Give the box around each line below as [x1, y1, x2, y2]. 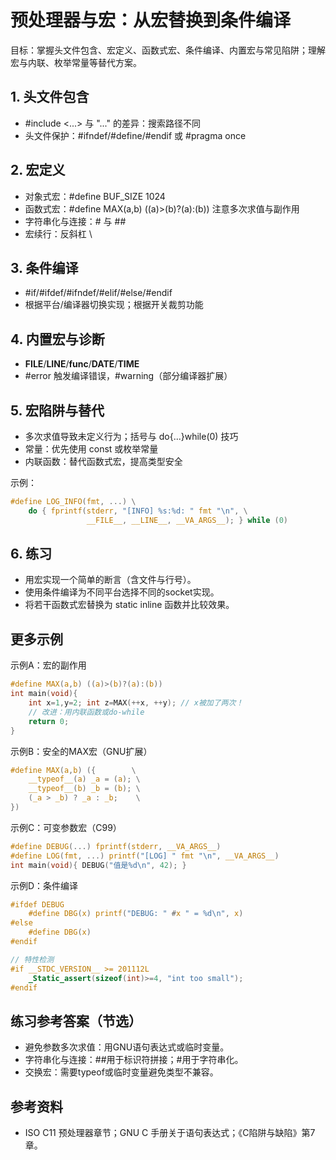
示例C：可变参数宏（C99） [10, 821, 122, 833]
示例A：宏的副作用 [10, 659, 87, 671]
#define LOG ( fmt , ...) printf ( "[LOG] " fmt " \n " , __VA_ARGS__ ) [10, 851, 280, 861]
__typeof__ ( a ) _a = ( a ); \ [28, 774, 141, 785]
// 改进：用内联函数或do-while [28, 707, 145, 717]
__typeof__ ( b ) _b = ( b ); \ [28, 784, 141, 794]
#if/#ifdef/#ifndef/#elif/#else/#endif [24, 287, 173, 299]
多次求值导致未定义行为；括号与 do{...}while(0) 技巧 [24, 431, 239, 442]
